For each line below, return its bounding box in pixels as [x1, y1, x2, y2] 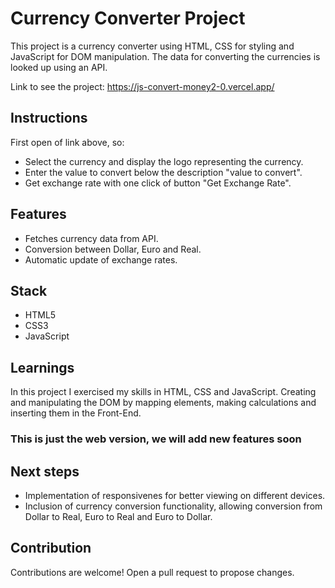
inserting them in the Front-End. [10, 407, 142, 419]
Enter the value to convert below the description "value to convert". [24, 166, 303, 178]
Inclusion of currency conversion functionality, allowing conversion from [24, 500, 323, 512]
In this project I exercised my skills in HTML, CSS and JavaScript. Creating [10, 386, 317, 398]
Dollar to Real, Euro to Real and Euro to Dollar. [24, 510, 213, 522]
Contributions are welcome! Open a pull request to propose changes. [10, 566, 295, 578]
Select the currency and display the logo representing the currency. [24, 155, 304, 167]
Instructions [10, 110, 88, 127]
